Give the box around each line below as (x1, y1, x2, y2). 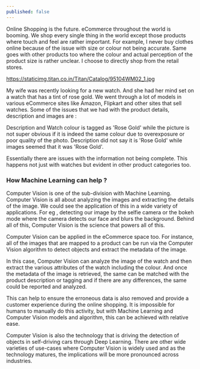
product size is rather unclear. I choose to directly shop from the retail (6, 57, 179, 64)
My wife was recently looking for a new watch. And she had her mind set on (6, 86, 194, 94)
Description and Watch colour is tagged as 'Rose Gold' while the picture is (6, 124, 190, 131)
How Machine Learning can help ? (6, 176, 108, 184)
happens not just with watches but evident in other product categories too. (6, 161, 191, 168)
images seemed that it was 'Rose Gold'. (6, 143, 104, 150)
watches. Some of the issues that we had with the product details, (6, 106, 170, 113)
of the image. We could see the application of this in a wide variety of (6, 202, 178, 209)
